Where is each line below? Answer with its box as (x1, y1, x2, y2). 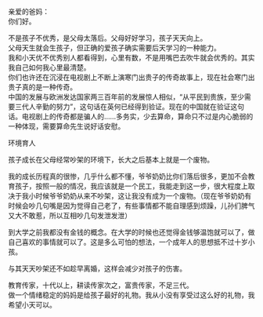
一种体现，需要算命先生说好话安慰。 (8, 122, 125, 131)
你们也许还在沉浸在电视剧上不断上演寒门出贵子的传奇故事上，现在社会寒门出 (8, 73, 255, 82)
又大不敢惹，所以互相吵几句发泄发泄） (8, 211, 131, 220)
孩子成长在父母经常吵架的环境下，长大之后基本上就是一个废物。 (8, 155, 214, 164)
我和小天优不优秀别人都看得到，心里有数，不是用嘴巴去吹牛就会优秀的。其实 (8, 53, 255, 62)
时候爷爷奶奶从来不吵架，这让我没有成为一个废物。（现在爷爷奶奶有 (34, 191, 252, 200)
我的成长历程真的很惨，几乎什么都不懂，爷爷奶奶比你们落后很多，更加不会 (8, 172, 248, 180)
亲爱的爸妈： (8, 7, 49, 16)
